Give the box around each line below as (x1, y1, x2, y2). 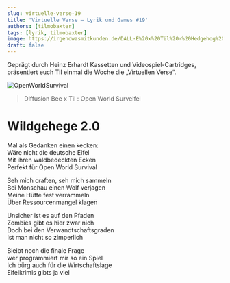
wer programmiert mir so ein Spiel (7, 254, 103, 262)
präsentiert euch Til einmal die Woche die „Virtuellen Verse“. (7, 68, 177, 76)
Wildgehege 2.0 (7, 119, 101, 134)
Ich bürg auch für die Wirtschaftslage (7, 261, 112, 269)
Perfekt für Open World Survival (7, 162, 97, 171)
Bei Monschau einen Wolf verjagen (7, 183, 106, 192)
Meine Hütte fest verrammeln (7, 190, 90, 199)
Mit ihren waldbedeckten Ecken (7, 156, 97, 164)
